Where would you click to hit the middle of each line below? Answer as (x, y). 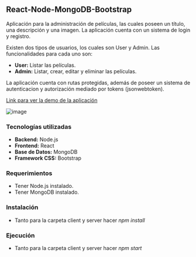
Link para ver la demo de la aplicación (52, 100)
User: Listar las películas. (45, 65)
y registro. (18, 36)
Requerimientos (29, 173)
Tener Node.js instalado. (44, 186)
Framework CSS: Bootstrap (48, 158)
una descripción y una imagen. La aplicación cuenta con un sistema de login (98, 30)
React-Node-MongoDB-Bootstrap (69, 10)
